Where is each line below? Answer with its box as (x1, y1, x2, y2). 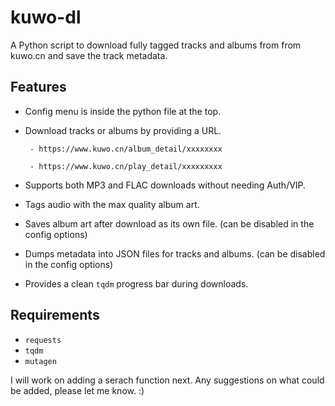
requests (24, 335, 62, 345)
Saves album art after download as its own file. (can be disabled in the (24, 217, 315, 230)
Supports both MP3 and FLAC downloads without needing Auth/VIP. (24, 179, 307, 191)
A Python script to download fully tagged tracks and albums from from (10, 39, 302, 51)
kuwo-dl (10, 6, 82, 29)
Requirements (10, 307, 100, 324)
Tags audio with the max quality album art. (24, 198, 200, 210)
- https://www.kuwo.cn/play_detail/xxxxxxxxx (29, 161, 223, 171)
